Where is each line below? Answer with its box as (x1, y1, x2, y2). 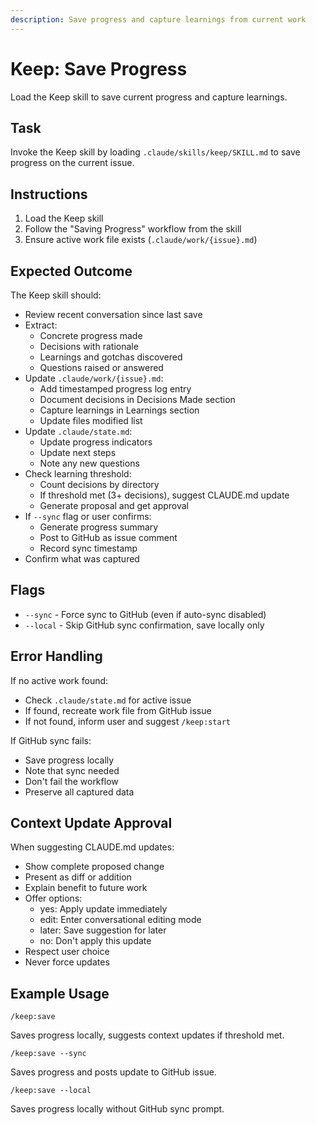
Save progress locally (24, 754, 115, 766)
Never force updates (24, 956, 110, 968)
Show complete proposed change (24, 861, 165, 873)
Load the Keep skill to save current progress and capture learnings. (10, 91, 288, 103)
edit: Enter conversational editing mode (39, 914, 202, 926)
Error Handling (10, 648, 103, 665)
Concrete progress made (39, 330, 143, 341)
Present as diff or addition (24, 871, 132, 883)
